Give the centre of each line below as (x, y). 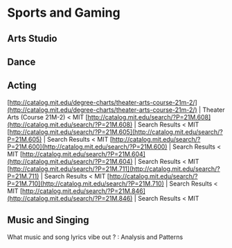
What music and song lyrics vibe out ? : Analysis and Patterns (95, 237)
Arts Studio (32, 39)
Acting (22, 86)
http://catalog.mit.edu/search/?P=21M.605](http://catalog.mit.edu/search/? (116, 132)
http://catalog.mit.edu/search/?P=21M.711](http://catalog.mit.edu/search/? (115, 169)
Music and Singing (48, 220)
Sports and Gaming (64, 13)
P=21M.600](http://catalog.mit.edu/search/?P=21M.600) (87, 147)
